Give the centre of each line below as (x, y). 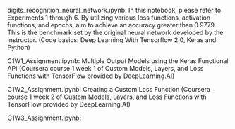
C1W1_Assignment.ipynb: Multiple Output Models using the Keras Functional (118, 61)
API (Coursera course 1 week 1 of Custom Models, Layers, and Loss (106, 68)
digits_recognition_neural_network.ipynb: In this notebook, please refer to (114, 10)
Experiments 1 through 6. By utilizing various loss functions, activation (109, 18)
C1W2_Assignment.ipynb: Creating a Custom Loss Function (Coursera (109, 89)
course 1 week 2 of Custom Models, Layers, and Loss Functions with (107, 97)
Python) (19, 47)
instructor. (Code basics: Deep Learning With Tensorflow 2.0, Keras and (112, 40)
